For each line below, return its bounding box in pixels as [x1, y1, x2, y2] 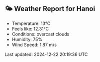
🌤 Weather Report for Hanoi [4, 4, 96, 13]
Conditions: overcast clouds [11, 31, 70, 37]
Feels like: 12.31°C [11, 25, 49, 31]
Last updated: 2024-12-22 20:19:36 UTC [4, 51, 88, 57]
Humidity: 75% [11, 36, 43, 42]
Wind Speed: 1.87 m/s [11, 41, 57, 47]
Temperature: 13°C [11, 20, 51, 26]
